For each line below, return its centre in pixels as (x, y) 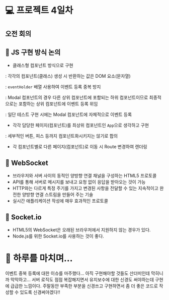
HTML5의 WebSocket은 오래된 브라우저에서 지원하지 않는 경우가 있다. (81, 230)
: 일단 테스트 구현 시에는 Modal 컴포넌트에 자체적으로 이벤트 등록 (69, 114)
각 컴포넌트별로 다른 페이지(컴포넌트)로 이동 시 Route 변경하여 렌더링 (80, 147)
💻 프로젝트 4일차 (39, 10)
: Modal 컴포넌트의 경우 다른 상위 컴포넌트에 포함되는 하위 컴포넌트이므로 (77, 98)
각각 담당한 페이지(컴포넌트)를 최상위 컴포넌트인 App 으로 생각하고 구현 (81, 125)
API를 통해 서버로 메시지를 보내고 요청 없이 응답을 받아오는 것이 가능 (79, 182)
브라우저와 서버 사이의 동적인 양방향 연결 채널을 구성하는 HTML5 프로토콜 (84, 176)
